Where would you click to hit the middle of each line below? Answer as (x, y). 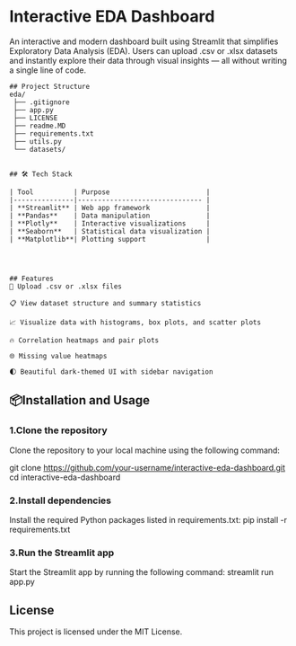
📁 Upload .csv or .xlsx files (66, 286)
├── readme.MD (39, 126)
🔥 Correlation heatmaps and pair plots (84, 340)
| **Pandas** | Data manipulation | (110, 216)
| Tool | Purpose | (110, 192)
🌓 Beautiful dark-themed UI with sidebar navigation (111, 372)
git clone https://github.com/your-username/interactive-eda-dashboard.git (147, 467)
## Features (31, 279)
